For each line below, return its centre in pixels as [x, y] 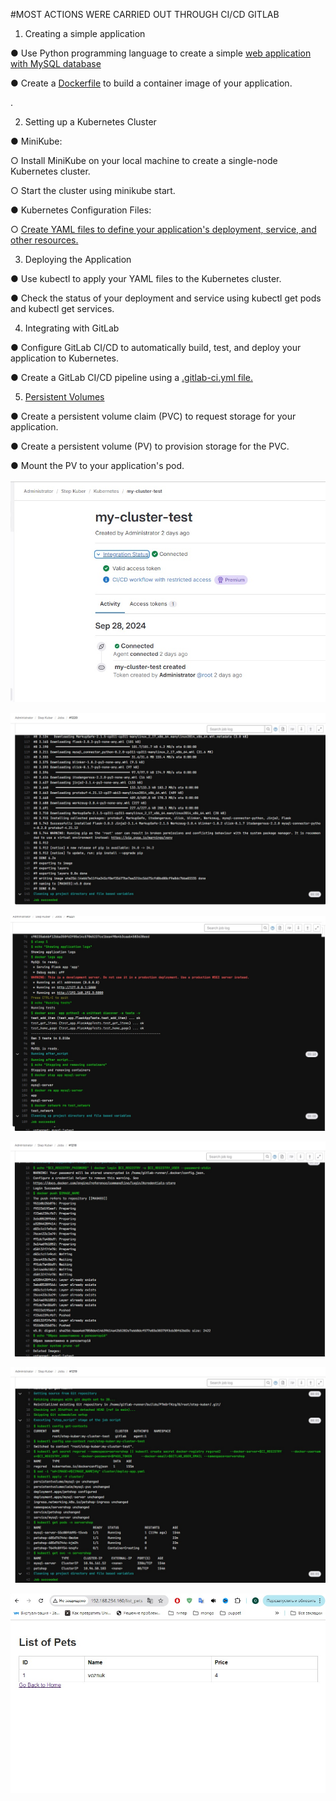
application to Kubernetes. [65, 358]
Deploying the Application [78, 259]
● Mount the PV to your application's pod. [97, 465]
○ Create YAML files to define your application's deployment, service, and [163, 229]
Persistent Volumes [64, 397]
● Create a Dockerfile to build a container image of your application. [151, 83]
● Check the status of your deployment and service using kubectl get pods [166, 298]
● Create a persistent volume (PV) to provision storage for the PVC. [150, 446]
